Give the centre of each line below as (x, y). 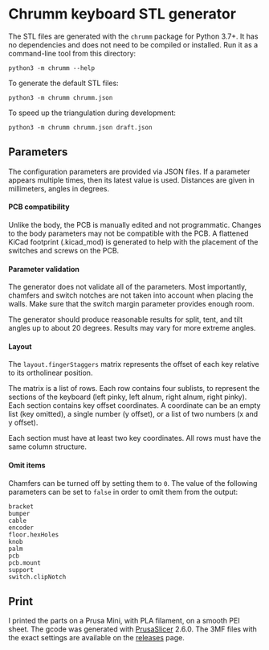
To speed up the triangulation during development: (92, 113)
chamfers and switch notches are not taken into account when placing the (131, 295)
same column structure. (47, 446)
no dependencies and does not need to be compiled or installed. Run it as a (133, 44)
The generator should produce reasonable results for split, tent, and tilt (126, 319)
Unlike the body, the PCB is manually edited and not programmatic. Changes (135, 224)
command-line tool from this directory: (72, 53)
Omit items (27, 465)
